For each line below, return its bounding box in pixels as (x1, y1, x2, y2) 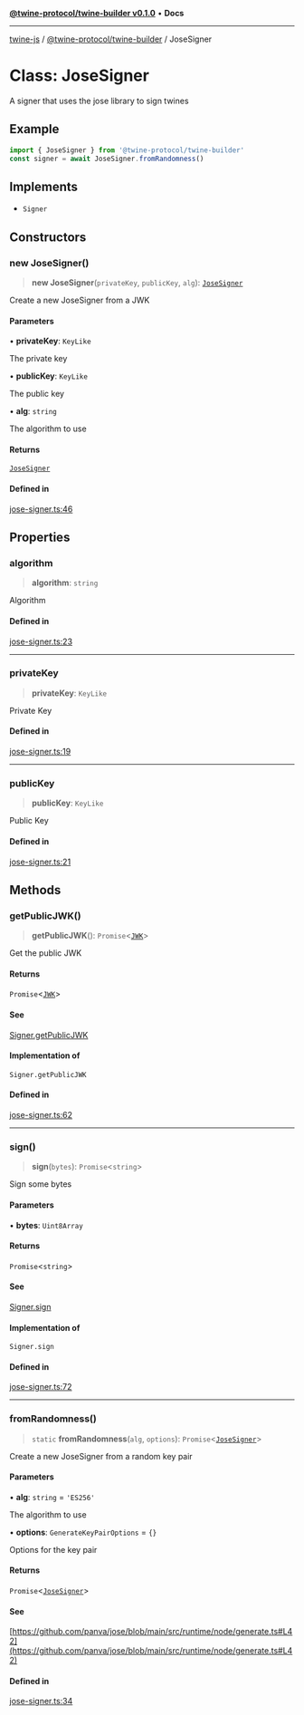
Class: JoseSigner (9, 65, 149, 86)
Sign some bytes (9, 1179, 72, 1190)
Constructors (9, 229, 87, 245)
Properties (9, 530, 71, 544)
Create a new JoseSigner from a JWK (9, 294, 150, 305)
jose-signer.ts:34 (9, 1696, 73, 1707)
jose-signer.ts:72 (9, 1382, 72, 1392)
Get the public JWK (9, 948, 82, 959)
